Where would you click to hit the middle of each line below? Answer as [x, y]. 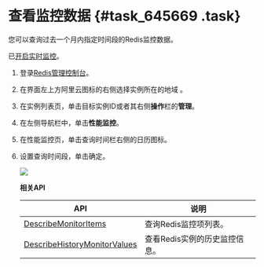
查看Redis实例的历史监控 [191, 239]
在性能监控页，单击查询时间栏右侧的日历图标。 [95, 139]
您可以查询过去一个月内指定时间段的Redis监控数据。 [93, 39]
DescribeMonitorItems [65, 223]
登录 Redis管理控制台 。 [56, 72]
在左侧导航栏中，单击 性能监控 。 [71, 123]
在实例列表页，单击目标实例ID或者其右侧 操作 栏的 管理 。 [109, 106]
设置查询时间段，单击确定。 [64, 156]
